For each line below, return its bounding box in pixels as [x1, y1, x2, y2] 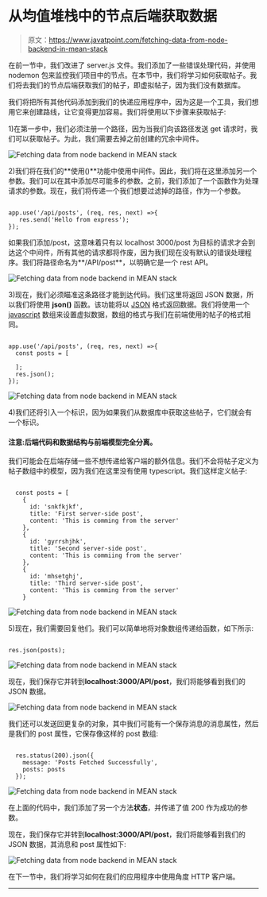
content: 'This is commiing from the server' [29, 551, 183, 560]
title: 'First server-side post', [29, 510, 145, 518]
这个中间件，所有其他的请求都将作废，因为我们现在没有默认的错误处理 [14, 247, 245, 257]
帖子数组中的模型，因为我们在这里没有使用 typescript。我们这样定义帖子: [8, 466, 248, 476]
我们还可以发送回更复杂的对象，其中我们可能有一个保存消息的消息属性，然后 [8, 719, 259, 729]
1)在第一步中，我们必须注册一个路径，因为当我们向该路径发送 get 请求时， [8, 124, 252, 133]
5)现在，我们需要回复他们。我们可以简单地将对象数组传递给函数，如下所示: [8, 624, 254, 633]
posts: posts [22, 766, 66, 774]
